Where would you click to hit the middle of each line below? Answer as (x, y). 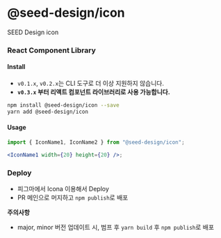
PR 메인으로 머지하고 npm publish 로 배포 (73, 198)
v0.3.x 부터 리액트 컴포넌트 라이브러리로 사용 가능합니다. (93, 92)
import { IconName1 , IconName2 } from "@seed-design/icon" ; (96, 142)
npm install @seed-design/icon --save (63, 105)
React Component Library (51, 50)
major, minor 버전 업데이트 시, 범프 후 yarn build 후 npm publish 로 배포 (115, 228)
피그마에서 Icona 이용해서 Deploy (63, 189)
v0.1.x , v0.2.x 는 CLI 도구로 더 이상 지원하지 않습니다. (91, 83)
